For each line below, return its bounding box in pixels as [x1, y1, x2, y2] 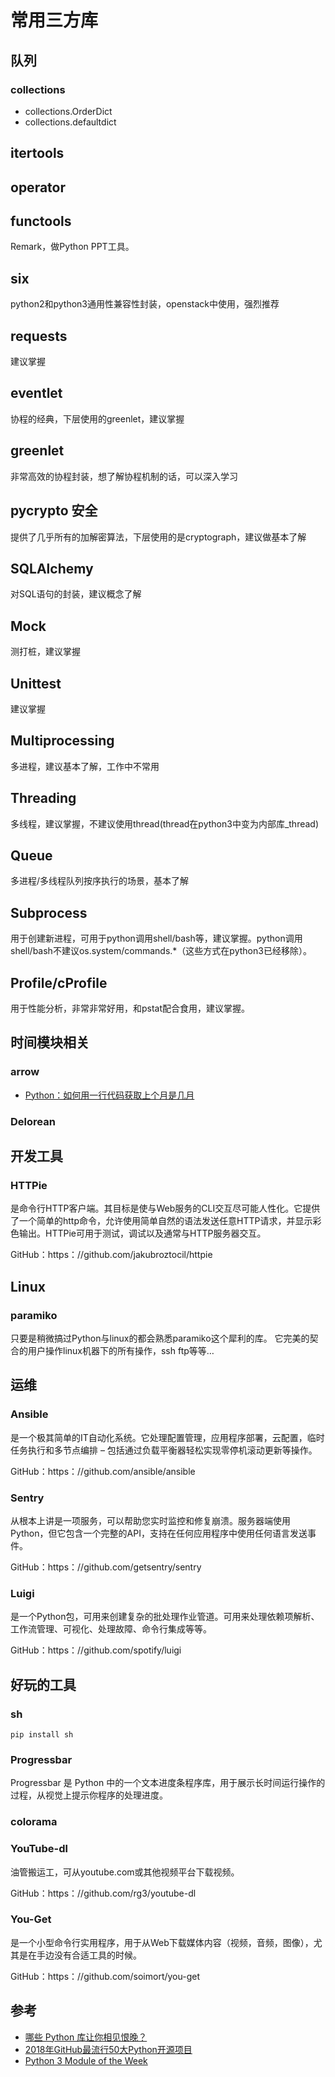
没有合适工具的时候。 [53, 1949, 142, 1961]
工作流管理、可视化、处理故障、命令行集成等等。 [10, 1623, 212, 1635]
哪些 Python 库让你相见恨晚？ [24, 2031, 148, 2043]
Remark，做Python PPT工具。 [10, 241, 135, 253]
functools [10, 213, 72, 230]
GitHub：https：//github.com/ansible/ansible [10, 1465, 196, 1477]
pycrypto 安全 [10, 502, 98, 520]
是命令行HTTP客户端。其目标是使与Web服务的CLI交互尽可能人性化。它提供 [10, 1202, 321, 1215]
